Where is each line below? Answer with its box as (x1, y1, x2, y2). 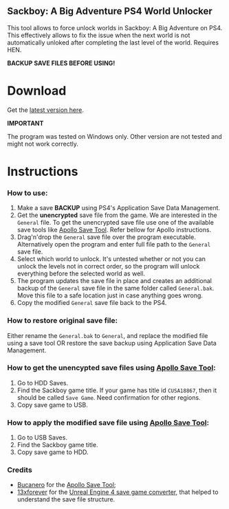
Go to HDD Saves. (17, 378, 69, 387)
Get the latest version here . (7, 106, 84, 114)
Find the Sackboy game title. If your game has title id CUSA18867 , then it (17, 386, 217, 394)
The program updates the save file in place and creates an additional (17, 277, 212, 285)
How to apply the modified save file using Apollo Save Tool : (7, 418, 210, 427)
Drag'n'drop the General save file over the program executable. (17, 233, 196, 241)
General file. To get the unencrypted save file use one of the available (17, 218, 215, 227)
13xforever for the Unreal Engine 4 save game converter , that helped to (17, 488, 219, 497)
